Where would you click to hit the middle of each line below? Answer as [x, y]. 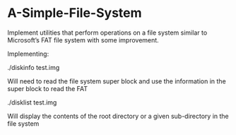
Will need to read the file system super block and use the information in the [117, 81]
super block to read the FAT [48, 88]
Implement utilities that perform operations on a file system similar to [107, 33]
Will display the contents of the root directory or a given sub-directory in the [118, 116]
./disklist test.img [32, 102]
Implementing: [28, 54]
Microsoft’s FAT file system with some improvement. [83, 40]
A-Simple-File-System [75, 13]
